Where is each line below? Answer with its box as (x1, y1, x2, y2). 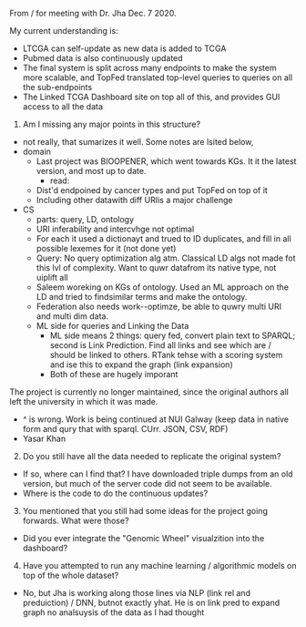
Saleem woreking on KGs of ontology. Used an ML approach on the (36, 282, 290, 293)
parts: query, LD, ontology (36, 214, 135, 224)
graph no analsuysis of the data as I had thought (22, 607, 205, 618)
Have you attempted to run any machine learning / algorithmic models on (22, 560, 297, 570)
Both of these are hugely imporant (49, 369, 178, 379)
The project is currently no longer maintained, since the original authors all (9, 386, 289, 397)
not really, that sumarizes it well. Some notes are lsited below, (22, 137, 254, 147)
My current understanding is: (9, 26, 118, 36)
